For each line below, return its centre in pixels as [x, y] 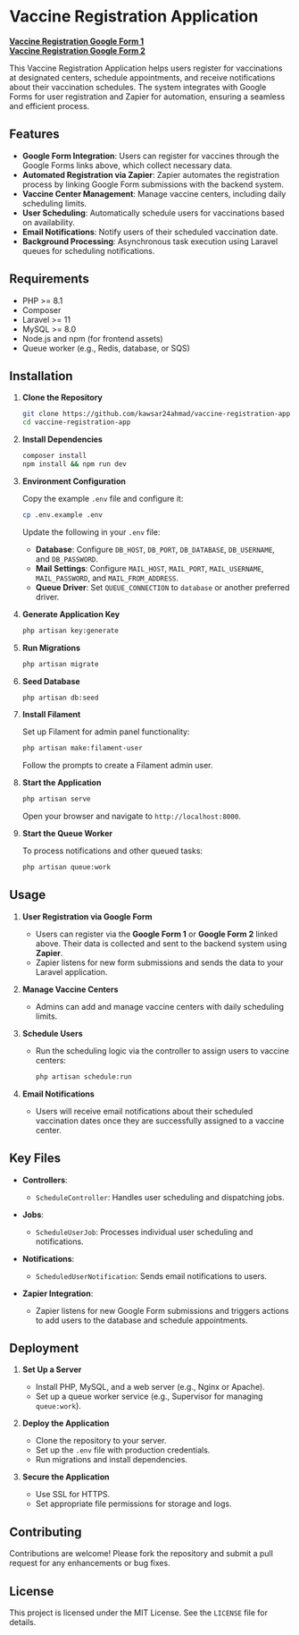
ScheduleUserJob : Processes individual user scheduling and [144, 1232]
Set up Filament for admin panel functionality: [106, 732]
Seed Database [51, 681]
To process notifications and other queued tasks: [112, 851]
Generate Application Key [71, 614]
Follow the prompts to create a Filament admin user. [117, 766]
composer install [54, 456]
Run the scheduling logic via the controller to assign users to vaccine [162, 1050]
